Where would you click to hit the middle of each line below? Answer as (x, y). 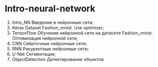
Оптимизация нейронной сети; (45, 38)
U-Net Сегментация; (34, 54)
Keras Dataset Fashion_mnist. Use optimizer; (58, 27)
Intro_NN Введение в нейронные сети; (52, 22)
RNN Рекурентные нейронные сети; (50, 49)
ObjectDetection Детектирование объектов (58, 59)
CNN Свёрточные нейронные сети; (49, 43)
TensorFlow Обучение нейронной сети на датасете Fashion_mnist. (82, 33)
